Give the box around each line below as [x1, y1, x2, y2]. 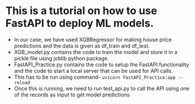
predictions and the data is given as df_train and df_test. [14, 42, 150, 49]
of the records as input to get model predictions [14, 91, 130, 98]
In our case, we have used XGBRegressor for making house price [14, 36, 172, 43]
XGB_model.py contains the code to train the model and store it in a [14, 48, 177, 55]
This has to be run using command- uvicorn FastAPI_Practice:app [14, 73, 176, 80]
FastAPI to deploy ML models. [5, 16, 154, 30]
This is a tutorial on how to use [5, 4, 157, 18]
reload [14, 79, 31, 86]
